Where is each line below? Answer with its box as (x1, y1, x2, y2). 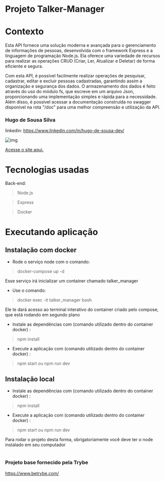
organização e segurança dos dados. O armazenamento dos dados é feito (5, 83, 156, 89)
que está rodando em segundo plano (5, 312, 80, 318)
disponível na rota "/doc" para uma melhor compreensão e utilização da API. (5, 104, 161, 110)
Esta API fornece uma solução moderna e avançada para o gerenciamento (5, 42, 156, 48)
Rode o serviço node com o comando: (12, 259, 90, 265)
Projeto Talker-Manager (5, 3, 105, 15)
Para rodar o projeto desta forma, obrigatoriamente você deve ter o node (5, 437, 153, 443)
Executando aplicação (5, 226, 99, 238)
